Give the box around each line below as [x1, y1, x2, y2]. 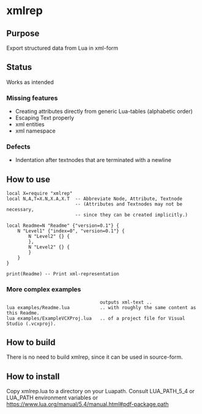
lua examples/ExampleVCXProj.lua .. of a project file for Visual [6, 315, 185, 321]
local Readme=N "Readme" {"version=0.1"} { [6, 223, 120, 229]
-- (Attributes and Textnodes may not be [74, 201, 183, 207]
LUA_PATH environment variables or [6, 394, 98, 402]
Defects [6, 142, 31, 151]
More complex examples [6, 285, 82, 294]
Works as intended [6, 78, 54, 86]
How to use [6, 174, 50, 185]
